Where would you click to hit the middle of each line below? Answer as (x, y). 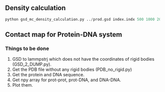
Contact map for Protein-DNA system (64, 34)
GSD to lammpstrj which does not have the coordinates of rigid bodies (83, 59)
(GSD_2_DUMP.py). (32, 64)
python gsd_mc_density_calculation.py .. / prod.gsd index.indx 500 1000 (80, 19)
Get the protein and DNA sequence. (48, 75)
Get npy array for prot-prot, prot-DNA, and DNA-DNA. (67, 80)
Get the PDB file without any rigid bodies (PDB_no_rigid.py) (72, 69)
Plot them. (23, 85)
